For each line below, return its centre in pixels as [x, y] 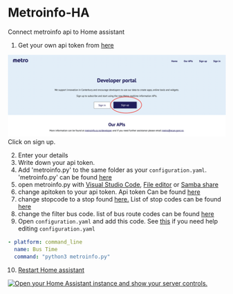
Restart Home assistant [51, 270]
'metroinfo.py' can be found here [65, 177]
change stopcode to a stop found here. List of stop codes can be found [120, 199]
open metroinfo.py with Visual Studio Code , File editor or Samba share [118, 184]
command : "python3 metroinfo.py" [62, 257]
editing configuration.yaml [56, 228]
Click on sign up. [32, 141]
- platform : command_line [45, 242]
